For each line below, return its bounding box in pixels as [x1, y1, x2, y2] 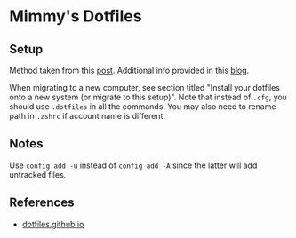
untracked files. [9, 169, 67, 179]
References [9, 195, 75, 210]
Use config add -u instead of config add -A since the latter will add [9, 160, 258, 171]
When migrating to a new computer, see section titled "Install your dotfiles [9, 83, 280, 92]
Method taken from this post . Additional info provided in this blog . [9, 65, 250, 75]
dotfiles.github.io [21, 218, 84, 229]
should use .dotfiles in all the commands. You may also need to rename [9, 101, 276, 112]
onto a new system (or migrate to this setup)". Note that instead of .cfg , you [9, 91, 287, 102]
